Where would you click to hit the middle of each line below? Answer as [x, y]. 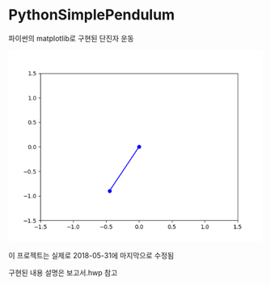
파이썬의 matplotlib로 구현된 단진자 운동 [72, 38]
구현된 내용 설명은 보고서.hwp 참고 [63, 272]
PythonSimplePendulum [92, 15]
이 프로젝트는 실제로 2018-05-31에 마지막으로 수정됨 [91, 255]
